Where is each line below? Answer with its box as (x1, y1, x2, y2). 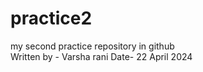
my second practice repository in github (10, 40, 175, 52)
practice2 (10, 7, 93, 30)
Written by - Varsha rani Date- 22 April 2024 (10, 50, 193, 62)
